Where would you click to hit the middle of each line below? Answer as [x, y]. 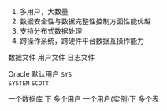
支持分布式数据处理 [51, 31]
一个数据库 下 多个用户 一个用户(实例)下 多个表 [83, 99]
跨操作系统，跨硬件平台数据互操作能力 [82, 41]
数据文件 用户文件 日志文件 [52, 57]
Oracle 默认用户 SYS [40, 74]
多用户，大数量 [44, 11]
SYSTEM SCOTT [29, 84]
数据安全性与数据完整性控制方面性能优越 [85, 21]
